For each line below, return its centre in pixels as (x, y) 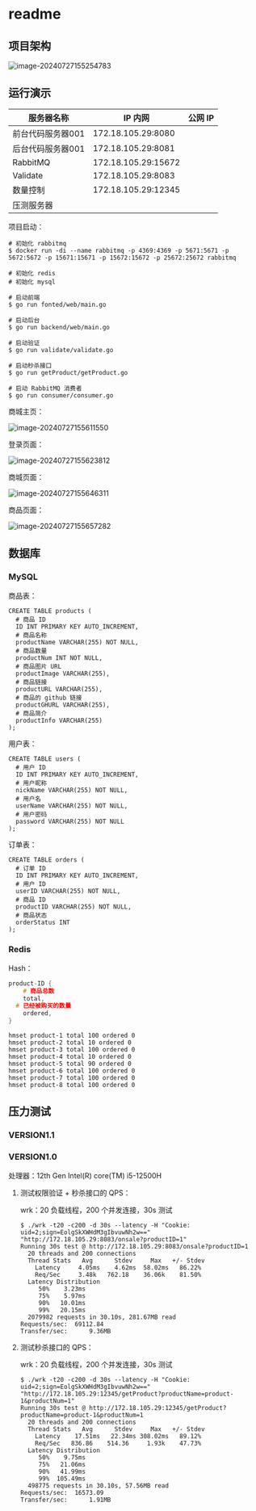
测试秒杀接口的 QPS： (57, 1347)
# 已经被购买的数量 (43, 1006)
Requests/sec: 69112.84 (62, 1324)
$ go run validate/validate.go (61, 350)
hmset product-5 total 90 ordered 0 (70, 1064)
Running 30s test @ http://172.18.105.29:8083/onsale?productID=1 (134, 1246)
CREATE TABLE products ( (50, 611)
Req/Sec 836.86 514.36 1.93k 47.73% (118, 1443)
